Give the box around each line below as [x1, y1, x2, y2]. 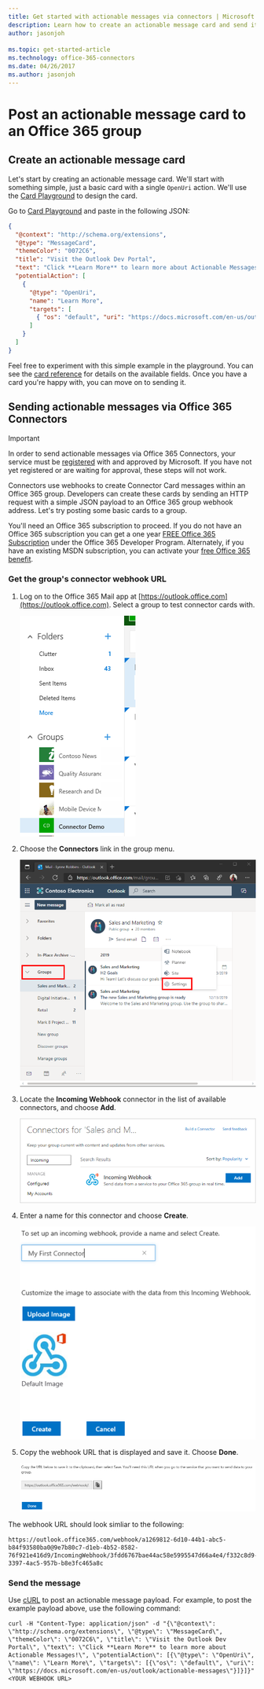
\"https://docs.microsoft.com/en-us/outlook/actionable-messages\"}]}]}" [8, 1667, 255, 1675]
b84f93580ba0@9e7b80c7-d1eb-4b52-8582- [8, 1544, 139, 1552]
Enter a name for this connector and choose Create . [19, 1211, 189, 1221]
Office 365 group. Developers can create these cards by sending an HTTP [8, 489, 249, 498]
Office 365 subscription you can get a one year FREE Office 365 [8, 529, 216, 538]
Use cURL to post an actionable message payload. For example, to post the [8, 1596, 252, 1605]
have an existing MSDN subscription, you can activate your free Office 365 [8, 546, 251, 555]
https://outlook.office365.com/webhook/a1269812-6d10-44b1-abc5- [8, 1536, 226, 1544]
